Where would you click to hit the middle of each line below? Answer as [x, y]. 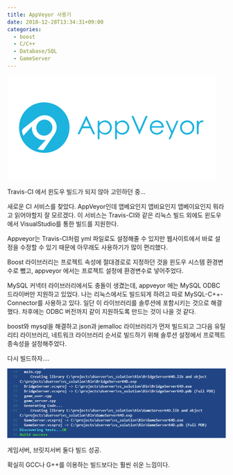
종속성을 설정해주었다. [37, 343]
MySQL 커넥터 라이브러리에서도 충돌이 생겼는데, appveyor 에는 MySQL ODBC [114, 285]
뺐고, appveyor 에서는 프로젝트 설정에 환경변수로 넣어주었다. [102, 270]
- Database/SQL [35, 51]
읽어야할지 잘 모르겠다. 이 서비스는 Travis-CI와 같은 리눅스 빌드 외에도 [109, 215]
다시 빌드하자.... [28, 358]
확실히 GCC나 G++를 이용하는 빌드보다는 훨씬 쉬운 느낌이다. [88, 465]
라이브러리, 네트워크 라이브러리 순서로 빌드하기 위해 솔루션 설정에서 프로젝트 [123, 335]
